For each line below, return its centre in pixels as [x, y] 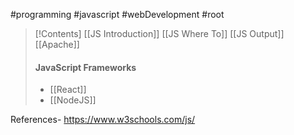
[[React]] [68, 90]
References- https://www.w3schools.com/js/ [103, 120]
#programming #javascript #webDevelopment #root [117, 14]
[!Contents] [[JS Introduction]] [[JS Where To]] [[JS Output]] [159, 33]
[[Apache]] [57, 44]
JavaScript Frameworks [85, 67]
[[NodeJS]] [73, 100]
